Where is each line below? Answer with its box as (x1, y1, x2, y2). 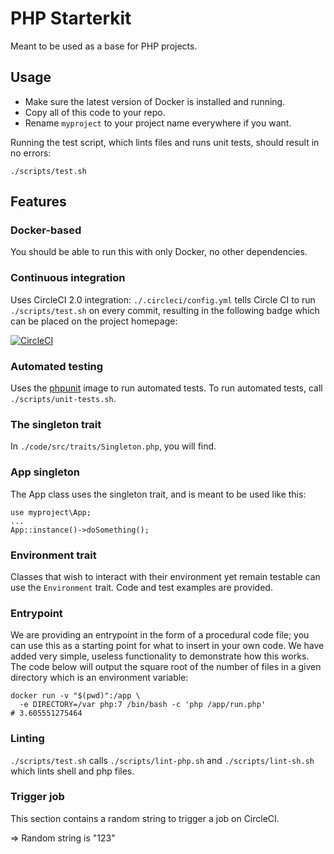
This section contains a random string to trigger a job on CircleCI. (10, 812, 280, 824)
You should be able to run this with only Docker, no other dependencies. (10, 246, 308, 258)
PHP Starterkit (10, 7, 132, 30)
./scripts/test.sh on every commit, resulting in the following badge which (10, 304, 320, 316)
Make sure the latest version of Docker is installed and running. (24, 95, 286, 107)
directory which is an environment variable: (10, 672, 189, 684)
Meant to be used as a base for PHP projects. (10, 40, 198, 52)
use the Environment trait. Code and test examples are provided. (10, 581, 273, 593)
